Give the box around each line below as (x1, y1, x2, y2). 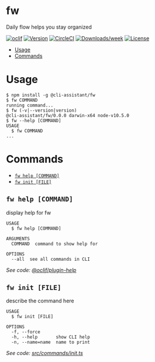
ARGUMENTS (6, 236, 30, 242)
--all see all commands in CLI (11, 256, 91, 262)
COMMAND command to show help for (11, 241, 98, 247)
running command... (6, 102, 54, 108)
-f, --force (11, 329, 41, 335)
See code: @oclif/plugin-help (6, 266, 77, 273)
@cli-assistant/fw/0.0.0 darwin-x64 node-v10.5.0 (6, 112, 130, 118)
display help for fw (6, 209, 51, 216)
